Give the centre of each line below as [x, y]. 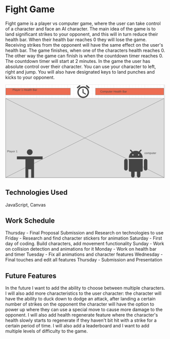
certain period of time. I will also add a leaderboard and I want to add [77, 326]
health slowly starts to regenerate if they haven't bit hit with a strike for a [81, 320]
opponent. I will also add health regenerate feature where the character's [82, 315]
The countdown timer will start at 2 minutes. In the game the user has [78, 61]
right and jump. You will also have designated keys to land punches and [80, 72]
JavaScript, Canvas [26, 205]
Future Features [31, 276]
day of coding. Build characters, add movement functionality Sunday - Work [85, 244]
